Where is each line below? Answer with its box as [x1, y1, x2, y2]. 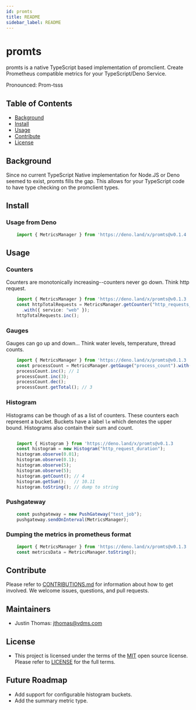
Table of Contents [6, 98, 73, 108]
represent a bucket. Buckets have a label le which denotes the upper [6, 418, 172, 425]
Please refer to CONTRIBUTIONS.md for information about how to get [6, 581, 173, 588]
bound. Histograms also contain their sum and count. [6, 424, 134, 431]
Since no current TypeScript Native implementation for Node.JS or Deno [6, 171, 180, 179]
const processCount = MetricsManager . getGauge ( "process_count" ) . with [16, 362, 190, 369]
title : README [6, 14, 41, 20]
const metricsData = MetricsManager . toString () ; [16, 549, 137, 555]
